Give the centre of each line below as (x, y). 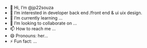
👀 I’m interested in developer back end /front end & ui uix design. (76, 13)
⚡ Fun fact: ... (23, 41)
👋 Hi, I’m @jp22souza (32, 8)
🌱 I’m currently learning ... (36, 18)
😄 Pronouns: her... (29, 36)
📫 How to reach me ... (33, 29)
